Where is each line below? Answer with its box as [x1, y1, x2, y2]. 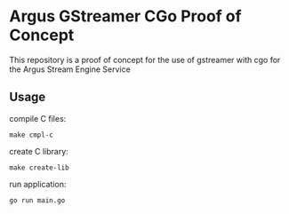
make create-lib [9, 162, 69, 172]
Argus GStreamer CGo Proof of [9, 6, 242, 27]
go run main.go [9, 195, 66, 205]
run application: [9, 178, 67, 189]
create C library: [9, 146, 68, 156]
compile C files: [9, 113, 67, 123]
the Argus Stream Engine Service [9, 64, 131, 75]
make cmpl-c [9, 131, 53, 139]
